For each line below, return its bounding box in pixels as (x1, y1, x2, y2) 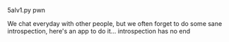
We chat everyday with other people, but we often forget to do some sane (7, 20, 223, 27)
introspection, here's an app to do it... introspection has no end (7, 27, 191, 35)
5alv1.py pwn (7, 6, 46, 14)
